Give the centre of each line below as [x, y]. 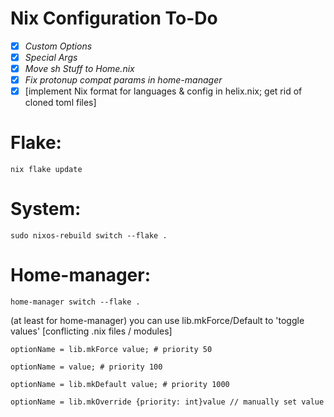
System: [46, 209]
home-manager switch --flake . [75, 302]
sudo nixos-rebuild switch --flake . [89, 236]
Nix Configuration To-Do [114, 18]
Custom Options [58, 46]
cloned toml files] [60, 103]
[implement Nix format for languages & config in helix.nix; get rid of [163, 91]
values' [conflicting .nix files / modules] [91, 331]
